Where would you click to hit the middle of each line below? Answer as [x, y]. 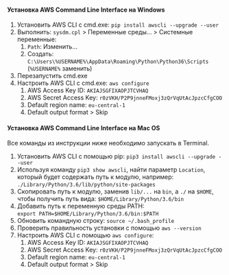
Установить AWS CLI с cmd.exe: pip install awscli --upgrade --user [118, 25]
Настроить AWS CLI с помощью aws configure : [85, 235]
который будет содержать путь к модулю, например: [95, 177]
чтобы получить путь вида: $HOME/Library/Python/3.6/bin [100, 199]
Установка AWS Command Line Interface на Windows [86, 10]
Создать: [40, 54]
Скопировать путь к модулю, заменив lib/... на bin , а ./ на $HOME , [115, 191]
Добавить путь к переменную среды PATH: [81, 206]
